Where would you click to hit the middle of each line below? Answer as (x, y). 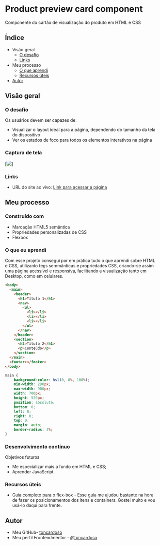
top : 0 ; (21, 421)
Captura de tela (24, 153)
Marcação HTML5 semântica (41, 227)
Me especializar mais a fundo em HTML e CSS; (59, 467)
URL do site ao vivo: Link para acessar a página (59, 187)
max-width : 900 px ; (32, 389)
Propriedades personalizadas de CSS (49, 232)
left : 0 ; (23, 412)
